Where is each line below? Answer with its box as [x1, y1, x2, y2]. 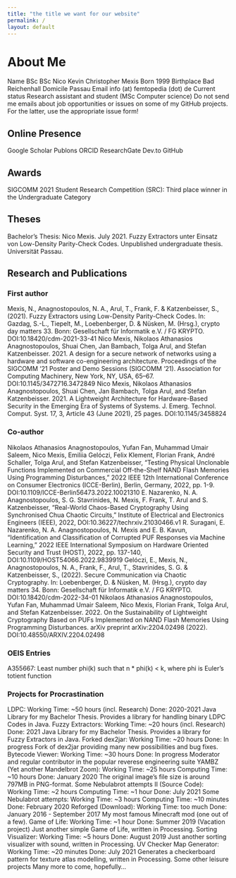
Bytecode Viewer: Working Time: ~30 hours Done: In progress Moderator [7, 750, 221, 759]
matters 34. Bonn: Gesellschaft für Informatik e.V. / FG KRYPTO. [7, 585, 192, 594]
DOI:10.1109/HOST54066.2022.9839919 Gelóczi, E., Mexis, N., [7, 555, 188, 564]
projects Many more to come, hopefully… [7, 862, 127, 871]
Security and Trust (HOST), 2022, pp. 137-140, [7, 548, 142, 556]
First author [7, 288, 49, 298]
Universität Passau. [7, 247, 63, 255]
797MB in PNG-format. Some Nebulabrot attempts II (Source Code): [7, 780, 204, 788]
